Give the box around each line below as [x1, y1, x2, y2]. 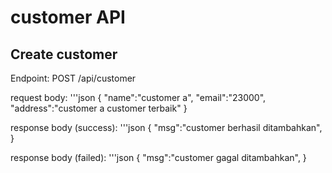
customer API [10, 6, 126, 29]
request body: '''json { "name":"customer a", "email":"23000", [10, 92, 267, 103]
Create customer [10, 46, 118, 63]
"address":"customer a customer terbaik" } [10, 102, 188, 114]
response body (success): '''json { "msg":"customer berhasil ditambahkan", [10, 122, 323, 133]
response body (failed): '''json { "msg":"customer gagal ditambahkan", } [10, 152, 307, 163]
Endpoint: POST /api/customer [10, 72, 137, 84]
